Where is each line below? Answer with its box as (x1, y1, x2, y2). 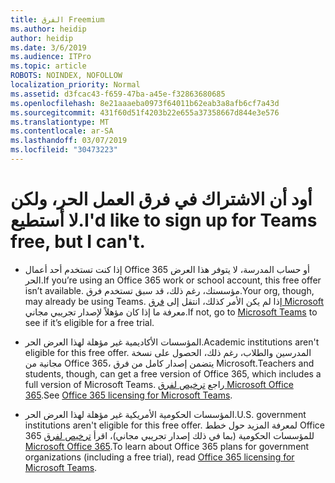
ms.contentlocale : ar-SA (10, 126, 114, 136)
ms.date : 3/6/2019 (10, 42, 87, 53)
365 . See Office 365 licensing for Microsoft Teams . (24, 389, 233, 401)
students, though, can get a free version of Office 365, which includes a (24, 367, 322, 380)
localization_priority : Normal (10, 80, 141, 90)
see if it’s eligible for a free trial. (24, 316, 155, 328)
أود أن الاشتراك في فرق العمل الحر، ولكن (10, 188, 313, 211)
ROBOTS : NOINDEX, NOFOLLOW (10, 71, 123, 81)
